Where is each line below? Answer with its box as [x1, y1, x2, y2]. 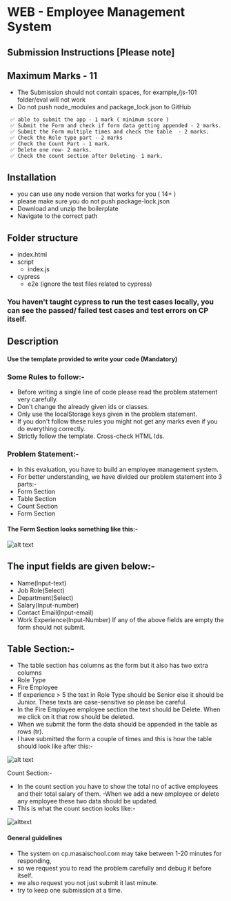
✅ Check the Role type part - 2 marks [10, 134, 123, 142]
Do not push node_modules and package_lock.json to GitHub [17, 103, 192, 111]
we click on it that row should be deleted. [17, 713, 134, 721]
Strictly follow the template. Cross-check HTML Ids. [17, 432, 165, 440]
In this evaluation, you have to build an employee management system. [17, 465, 219, 473]
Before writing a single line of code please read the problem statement [17, 388, 218, 397]
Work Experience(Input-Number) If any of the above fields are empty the [17, 615, 224, 624]
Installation [7, 171, 57, 183]
